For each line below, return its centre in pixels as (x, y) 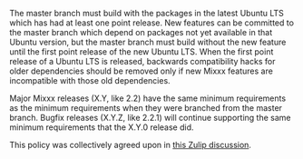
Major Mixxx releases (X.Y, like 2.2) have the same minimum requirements (148, 98)
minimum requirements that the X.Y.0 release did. (102, 127)
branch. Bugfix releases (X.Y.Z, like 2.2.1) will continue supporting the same (150, 118)
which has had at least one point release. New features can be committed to (152, 23)
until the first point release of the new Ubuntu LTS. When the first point (142, 52)
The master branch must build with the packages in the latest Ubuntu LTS (147, 13)
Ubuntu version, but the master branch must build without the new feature (148, 42)
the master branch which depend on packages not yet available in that (141, 32)
